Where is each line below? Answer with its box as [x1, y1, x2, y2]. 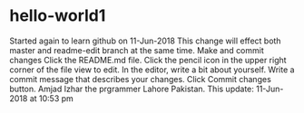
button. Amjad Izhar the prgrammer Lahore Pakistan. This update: [9, 83, 254, 94]
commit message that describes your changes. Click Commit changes [9, 73, 272, 84]
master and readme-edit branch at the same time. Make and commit [9, 44, 265, 55]
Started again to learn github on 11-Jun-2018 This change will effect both [9, 35, 281, 46]
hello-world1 [9, 5, 106, 26]
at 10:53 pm [29, 92, 74, 104]
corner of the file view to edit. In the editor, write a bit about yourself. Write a [9, 64, 295, 75]
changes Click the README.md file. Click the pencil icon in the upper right [9, 54, 288, 65]
